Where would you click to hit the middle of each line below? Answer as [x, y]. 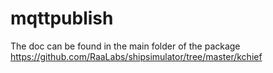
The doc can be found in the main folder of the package [125, 46]
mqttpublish [62, 18]
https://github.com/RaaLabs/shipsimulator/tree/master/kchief [136, 56]
